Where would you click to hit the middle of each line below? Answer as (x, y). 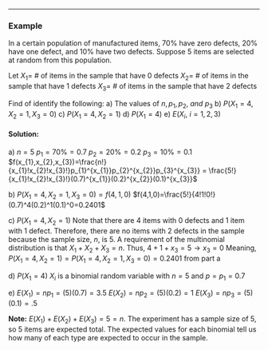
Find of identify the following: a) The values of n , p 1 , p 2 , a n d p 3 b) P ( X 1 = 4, (131, 104)
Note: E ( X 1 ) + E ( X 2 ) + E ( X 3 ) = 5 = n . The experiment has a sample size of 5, (132, 320)
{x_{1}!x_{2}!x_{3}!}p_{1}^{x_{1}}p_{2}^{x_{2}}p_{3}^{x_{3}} (104, 171)
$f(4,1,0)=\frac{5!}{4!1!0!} (174, 195)
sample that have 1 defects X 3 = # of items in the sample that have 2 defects (133, 87)
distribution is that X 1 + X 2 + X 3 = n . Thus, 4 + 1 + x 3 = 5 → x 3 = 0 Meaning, (132, 249)
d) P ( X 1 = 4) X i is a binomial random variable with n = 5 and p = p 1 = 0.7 (127, 276)
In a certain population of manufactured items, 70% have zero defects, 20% (133, 43)
